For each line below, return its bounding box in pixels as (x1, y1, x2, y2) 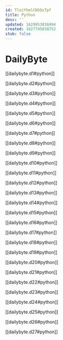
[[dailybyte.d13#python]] (5, 189, 58, 195)
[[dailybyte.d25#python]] (5, 309, 58, 315)
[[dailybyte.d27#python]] (5, 329, 58, 335)
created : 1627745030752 (5, 27, 56, 32)
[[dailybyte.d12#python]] (5, 179, 58, 186)
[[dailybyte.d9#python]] (5, 150, 56, 156)
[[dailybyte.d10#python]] (5, 159, 58, 166)
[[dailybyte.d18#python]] (5, 239, 58, 245)
